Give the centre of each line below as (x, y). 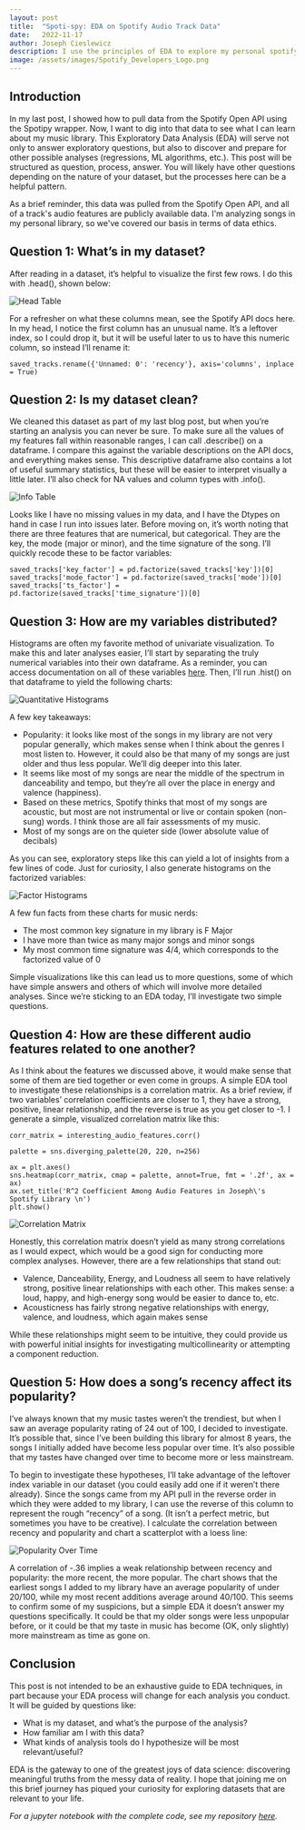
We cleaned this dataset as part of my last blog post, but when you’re (139, 421)
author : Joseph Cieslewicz (60, 43)
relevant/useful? (53, 1751)
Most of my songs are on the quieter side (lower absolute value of (146, 831)
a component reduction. (54, 1354)
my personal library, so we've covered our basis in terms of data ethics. (143, 223)
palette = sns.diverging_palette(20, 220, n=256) (105, 1152)
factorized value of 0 (62, 960)
